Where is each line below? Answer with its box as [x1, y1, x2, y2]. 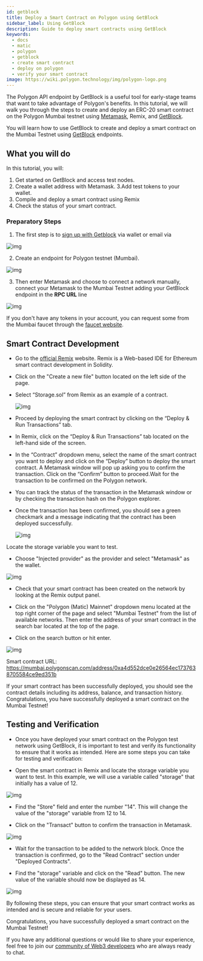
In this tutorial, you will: [6, 165, 64, 172]
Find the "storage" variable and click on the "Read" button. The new [15, 869, 185, 877]
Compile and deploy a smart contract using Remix [15, 195, 140, 203]
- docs [12, 37, 28, 43]
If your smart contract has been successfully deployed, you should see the [6, 682, 193, 690]
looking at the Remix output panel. [15, 591, 101, 599]
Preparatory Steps [6, 217, 62, 225]
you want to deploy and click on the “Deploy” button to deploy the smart [15, 458, 196, 465]
